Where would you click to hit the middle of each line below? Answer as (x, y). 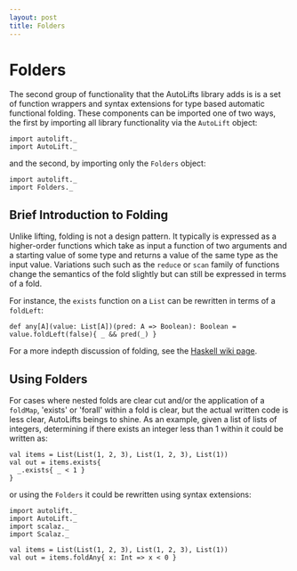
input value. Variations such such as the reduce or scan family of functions (144, 265)
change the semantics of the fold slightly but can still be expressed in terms (148, 274)
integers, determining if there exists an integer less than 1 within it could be (146, 429)
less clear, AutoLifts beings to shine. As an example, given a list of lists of (143, 420)
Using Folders (48, 379)
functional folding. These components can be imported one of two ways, (143, 113)
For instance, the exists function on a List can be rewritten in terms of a (142, 301)
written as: (28, 438)
